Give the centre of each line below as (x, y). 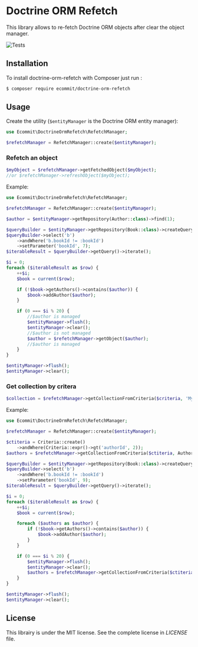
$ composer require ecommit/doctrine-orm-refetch (68, 89)
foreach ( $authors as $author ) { (58, 524)
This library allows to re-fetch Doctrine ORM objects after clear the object (95, 27)
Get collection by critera (41, 386)
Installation (27, 64)
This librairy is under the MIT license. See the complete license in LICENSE (97, 632)
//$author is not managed (59, 333)
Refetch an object (32, 158)
